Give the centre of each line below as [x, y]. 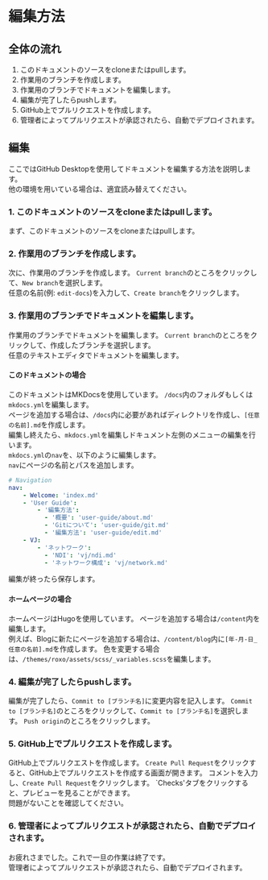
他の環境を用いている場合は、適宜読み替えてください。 [100, 189]
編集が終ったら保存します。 [54, 579]
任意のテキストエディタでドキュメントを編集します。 [96, 355]
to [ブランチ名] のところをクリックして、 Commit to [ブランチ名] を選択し [125, 711]
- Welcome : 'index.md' [61, 495]
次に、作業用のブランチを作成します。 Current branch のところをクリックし [133, 273]
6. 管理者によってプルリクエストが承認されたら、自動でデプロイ [132, 826]
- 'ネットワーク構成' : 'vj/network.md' [106, 562]
